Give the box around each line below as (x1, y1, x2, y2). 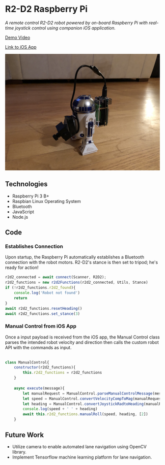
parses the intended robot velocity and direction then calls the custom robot (5, 339, 159, 345)
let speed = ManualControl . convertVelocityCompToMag (23, 396, 133, 401)
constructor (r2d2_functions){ (14, 365, 76, 370)
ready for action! (5, 265, 39, 270)
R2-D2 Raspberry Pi (5, 3, 88, 15)
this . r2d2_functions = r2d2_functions (23, 370, 102, 375)
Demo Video (5, 34, 30, 40)
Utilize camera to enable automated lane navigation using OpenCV (12, 443, 147, 449)
